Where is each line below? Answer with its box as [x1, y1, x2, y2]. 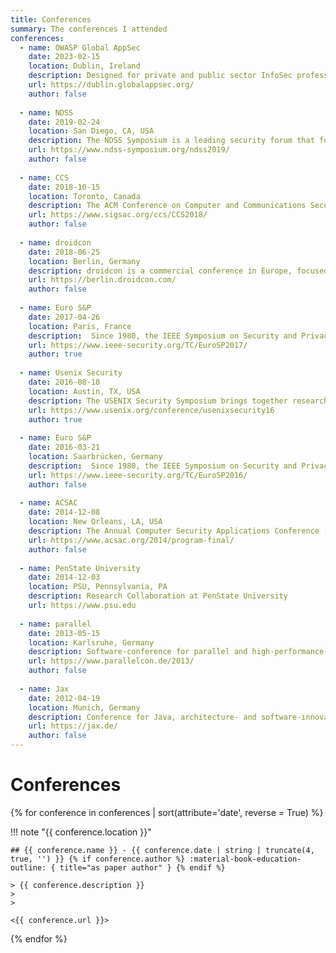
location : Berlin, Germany [28, 256, 141, 266]
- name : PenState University [19, 563, 141, 573]
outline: [10, 862, 47, 873]
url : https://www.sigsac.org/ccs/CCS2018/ [28, 210, 208, 220]
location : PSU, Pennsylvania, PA [28, 582, 168, 592]
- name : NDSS [19, 107, 74, 118]
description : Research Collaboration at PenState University [28, 591, 288, 601]
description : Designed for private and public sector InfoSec [28, 71, 293, 81]
